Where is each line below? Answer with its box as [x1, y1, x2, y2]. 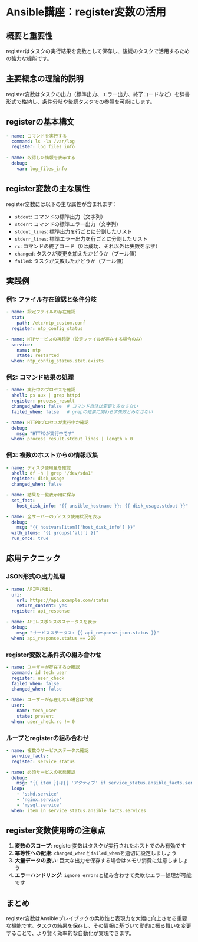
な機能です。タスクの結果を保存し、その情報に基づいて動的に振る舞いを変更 [6, 922, 192, 930]
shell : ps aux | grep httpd [11, 392, 81, 398]
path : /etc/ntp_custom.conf [16, 320, 85, 326]
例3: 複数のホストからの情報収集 [6, 451, 98, 459]
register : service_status [11, 758, 75, 764]
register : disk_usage [11, 476, 65, 482]
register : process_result [11, 398, 75, 404]
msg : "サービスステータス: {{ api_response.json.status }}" [16, 630, 159, 636]
